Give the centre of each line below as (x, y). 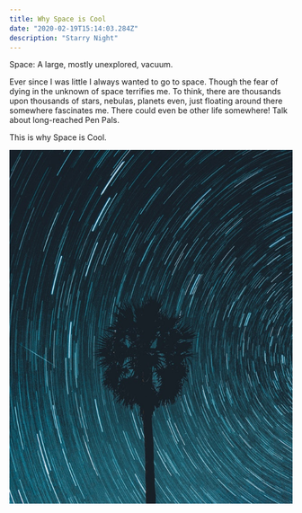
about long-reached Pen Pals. (64, 120)
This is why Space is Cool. (58, 137)
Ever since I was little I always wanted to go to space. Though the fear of (144, 82)
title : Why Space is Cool (58, 19)
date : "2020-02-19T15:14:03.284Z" (74, 28)
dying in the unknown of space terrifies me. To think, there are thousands (145, 92)
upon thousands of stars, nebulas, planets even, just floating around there (146, 101)
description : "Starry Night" (64, 38)
